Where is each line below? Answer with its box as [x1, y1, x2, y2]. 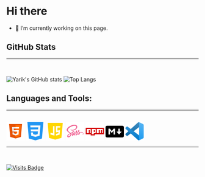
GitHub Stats [6, 42, 56, 52]
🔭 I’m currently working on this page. [15, 24, 108, 32]
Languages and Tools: [6, 93, 93, 104]
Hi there [6, 4, 48, 18]
